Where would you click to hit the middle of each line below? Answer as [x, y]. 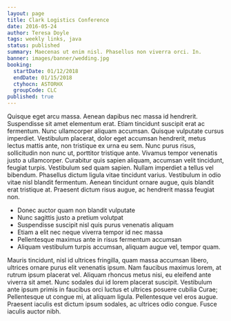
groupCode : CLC [35, 90]
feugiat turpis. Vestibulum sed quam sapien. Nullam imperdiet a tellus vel [110, 167]
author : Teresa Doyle [38, 33]
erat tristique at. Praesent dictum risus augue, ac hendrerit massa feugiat [111, 189]
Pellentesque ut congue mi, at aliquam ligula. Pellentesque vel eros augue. [113, 297]
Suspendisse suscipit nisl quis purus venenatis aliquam [96, 225]
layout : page [26, 13]
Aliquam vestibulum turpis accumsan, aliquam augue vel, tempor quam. [119, 247]
